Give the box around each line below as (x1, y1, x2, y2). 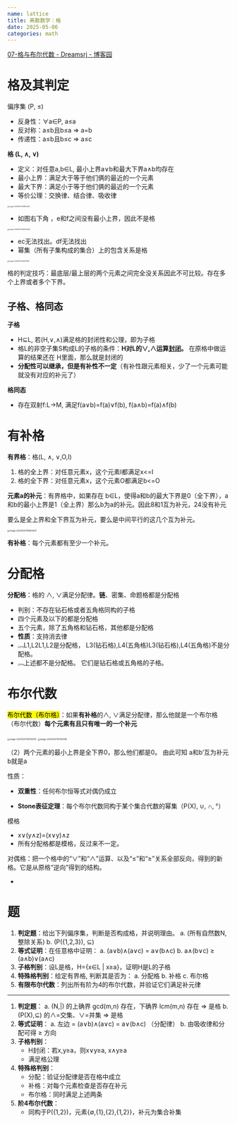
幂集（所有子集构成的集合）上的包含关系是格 (17, 246, 148, 255)
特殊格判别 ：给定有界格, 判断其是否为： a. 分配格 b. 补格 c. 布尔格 (17, 971, 209, 981)
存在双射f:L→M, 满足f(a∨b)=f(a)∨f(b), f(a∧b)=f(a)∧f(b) (17, 401, 177, 409)
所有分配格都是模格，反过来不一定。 (17, 839, 123, 848)
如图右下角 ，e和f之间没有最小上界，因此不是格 (17, 214, 156, 223)
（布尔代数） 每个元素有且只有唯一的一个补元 (7, 720, 138, 728)
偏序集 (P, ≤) (7, 102, 44, 111)
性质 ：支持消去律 (17, 632, 68, 641)
